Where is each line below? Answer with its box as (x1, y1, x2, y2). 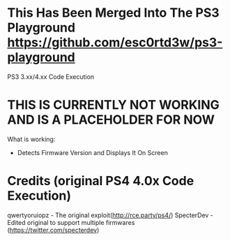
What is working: (7, 135, 56, 143)
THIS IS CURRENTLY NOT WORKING (7, 97, 220, 113)
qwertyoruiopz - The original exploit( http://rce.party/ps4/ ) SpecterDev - (7, 211, 214, 219)
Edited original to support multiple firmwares (7, 218, 135, 226)
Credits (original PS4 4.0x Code (7, 173, 194, 189)
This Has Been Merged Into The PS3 (7, 5, 220, 21)
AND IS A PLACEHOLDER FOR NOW (7, 112, 215, 128)
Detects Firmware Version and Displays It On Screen (17, 148, 169, 156)
